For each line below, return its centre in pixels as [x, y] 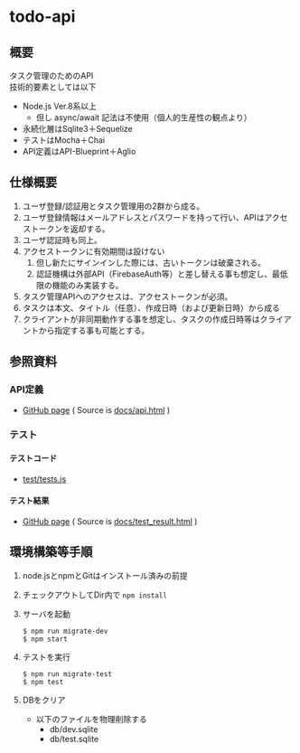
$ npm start [45, 639]
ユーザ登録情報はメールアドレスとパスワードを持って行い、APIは [143, 217]
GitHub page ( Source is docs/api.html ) [96, 409]
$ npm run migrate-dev [65, 631]
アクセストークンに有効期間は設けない [94, 251]
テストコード [33, 458]
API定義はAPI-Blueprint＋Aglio [79, 151]
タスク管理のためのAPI [52, 75]
